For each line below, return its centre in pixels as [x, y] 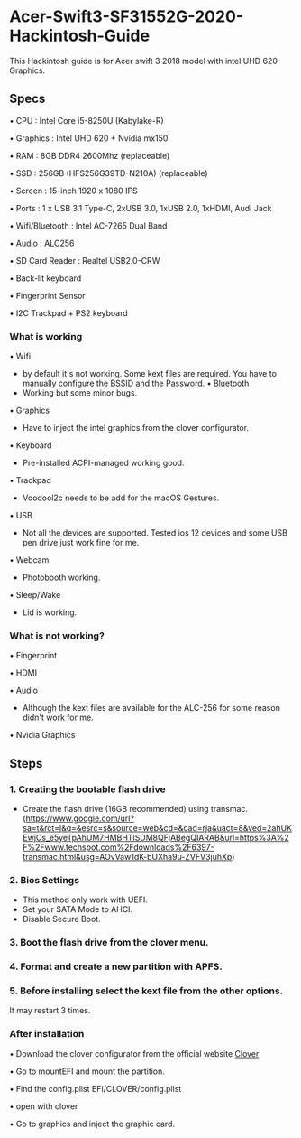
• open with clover [44, 1106]
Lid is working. [50, 612]
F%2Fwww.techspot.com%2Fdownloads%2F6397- [118, 847]
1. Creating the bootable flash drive [88, 789]
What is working [46, 336]
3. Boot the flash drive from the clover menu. [109, 943]
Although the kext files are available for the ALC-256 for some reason [151, 708]
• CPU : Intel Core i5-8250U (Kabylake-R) [87, 120]
